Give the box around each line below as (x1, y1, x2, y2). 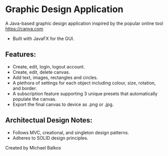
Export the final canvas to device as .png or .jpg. (12, 101, 114, 107)
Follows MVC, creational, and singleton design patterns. (12, 129, 129, 135)
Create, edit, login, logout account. (12, 63, 85, 69)
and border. (12, 85, 37, 91)
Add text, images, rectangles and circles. (12, 74, 98, 81)
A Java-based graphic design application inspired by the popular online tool (5, 20, 163, 26)
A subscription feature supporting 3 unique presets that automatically (12, 90, 158, 97)
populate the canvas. (12, 96, 57, 102)
